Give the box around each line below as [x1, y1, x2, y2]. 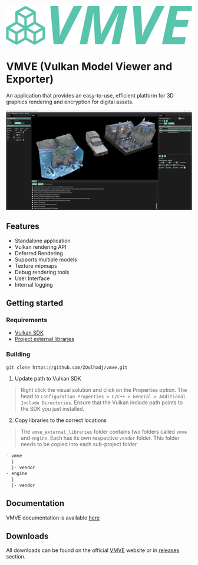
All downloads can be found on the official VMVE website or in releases [6, 547, 180, 554]
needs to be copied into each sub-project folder [20, 440, 137, 447]
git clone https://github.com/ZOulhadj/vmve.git [6, 364, 128, 371]
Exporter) [6, 73, 54, 86]
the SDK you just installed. [20, 405, 85, 412]
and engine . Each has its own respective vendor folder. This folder [20, 434, 180, 441]
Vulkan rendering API [14, 243, 67, 251]
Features [6, 222, 39, 232]
